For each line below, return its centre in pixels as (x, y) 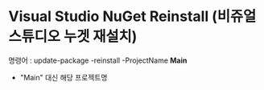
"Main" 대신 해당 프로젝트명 (64, 77)
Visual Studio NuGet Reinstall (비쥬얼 (132, 16)
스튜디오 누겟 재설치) (73, 37)
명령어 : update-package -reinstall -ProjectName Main (98, 60)
